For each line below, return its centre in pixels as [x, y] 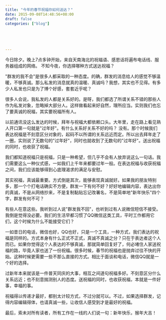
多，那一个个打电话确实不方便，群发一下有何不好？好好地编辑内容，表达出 [81, 186]
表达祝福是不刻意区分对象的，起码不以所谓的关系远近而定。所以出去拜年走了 [83, 134]
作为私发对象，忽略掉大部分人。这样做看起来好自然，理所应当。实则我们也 [81, 105]
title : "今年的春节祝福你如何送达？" [39, 10]
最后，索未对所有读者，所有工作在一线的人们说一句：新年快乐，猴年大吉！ [81, 313]
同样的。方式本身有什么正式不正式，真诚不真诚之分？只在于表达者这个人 [87, 238]
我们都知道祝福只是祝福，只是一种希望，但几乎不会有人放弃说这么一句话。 [81, 157]
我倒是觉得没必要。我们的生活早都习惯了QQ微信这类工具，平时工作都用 [78, 215]
